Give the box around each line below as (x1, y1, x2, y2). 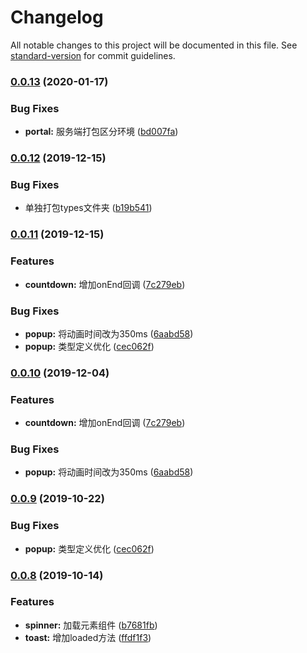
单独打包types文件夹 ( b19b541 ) (24, 202, 153, 214)
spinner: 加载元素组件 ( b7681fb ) (24, 619, 158, 631)
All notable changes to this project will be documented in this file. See (10, 39, 298, 51)
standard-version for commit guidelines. (10, 49, 176, 61)
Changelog (10, 6, 104, 29)
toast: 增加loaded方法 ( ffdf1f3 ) (24, 631, 152, 643)
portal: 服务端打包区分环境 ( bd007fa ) (24, 126, 179, 138)
